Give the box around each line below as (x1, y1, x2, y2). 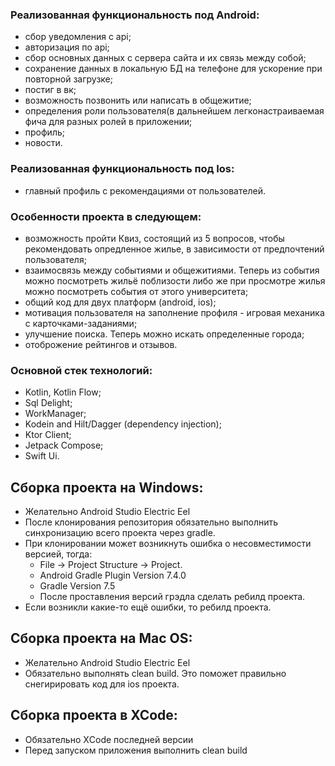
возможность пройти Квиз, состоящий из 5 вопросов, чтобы (24, 232, 285, 244)
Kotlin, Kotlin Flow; (24, 386, 102, 398)
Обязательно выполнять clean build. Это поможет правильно (24, 667, 287, 679)
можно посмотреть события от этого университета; (24, 285, 249, 297)
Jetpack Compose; (24, 439, 104, 452)
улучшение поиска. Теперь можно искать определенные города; (24, 328, 305, 340)
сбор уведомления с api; (24, 31, 132, 43)
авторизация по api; (24, 41, 110, 53)
